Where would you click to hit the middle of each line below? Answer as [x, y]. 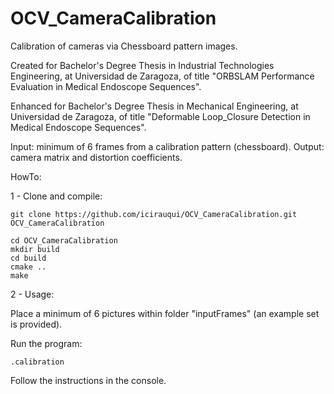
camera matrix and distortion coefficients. [96, 157]
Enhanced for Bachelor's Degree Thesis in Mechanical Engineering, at [154, 106]
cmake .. [28, 267]
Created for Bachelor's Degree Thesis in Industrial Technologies [142, 65]
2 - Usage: [32, 294]
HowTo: [26, 176]
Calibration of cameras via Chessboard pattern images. [124, 46]
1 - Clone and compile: [56, 196]
